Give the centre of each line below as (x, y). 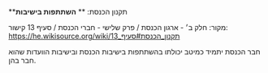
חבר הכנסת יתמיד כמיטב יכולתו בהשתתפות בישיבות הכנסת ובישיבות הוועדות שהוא (134, 52)
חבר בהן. (22, 60)
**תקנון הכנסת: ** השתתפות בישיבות (68, 12)
